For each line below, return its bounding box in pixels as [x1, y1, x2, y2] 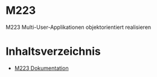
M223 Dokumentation [14, 64, 69, 72]
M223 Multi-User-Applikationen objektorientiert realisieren [5, 23, 152, 31]
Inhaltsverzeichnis [5, 45, 101, 58]
